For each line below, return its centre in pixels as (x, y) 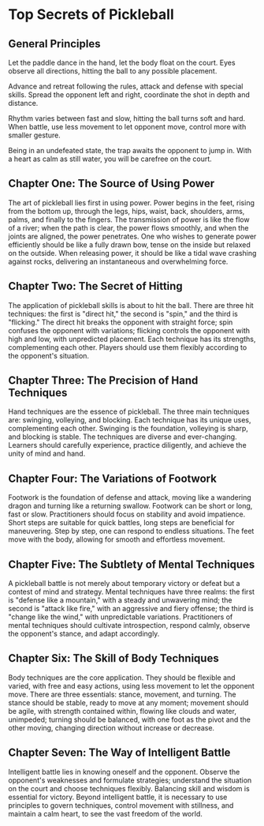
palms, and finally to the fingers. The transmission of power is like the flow (129, 220)
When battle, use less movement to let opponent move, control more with (127, 127)
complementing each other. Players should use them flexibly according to (128, 347)
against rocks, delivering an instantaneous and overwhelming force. (118, 261)
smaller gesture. (34, 135)
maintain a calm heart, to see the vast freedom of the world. (105, 813)
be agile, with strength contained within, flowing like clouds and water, (122, 711)
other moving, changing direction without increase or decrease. (112, 727)
